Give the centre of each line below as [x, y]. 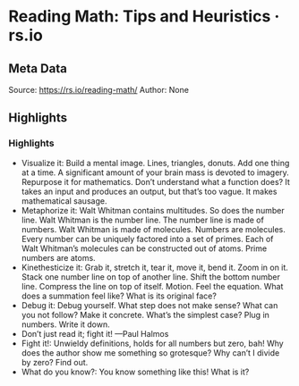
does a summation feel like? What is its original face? [119, 296]
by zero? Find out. [55, 362]
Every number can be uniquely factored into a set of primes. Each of [147, 239]
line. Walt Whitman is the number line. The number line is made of [143, 220]
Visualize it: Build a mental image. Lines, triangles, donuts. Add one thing [155, 163]
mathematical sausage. [64, 201]
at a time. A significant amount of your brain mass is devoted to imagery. [155, 172]
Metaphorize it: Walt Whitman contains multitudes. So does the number [153, 210]
